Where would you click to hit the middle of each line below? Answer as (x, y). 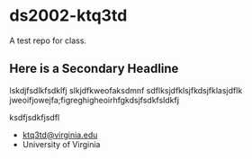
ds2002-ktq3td (68, 16)
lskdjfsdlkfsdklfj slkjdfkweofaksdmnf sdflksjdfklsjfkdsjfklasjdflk (126, 90)
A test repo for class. (48, 40)
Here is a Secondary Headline (94, 69)
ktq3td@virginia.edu (60, 135)
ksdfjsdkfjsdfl (35, 117)
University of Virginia (61, 144)
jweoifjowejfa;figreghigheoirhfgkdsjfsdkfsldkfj (94, 100)
